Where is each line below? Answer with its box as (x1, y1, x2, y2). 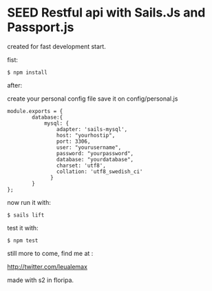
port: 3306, (56, 138, 91, 145)
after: (7, 81, 23, 89)
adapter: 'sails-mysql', (56, 126, 128, 132)
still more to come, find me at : (7, 249, 94, 257)
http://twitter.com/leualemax (7, 262, 88, 270)
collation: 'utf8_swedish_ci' (56, 168, 143, 175)
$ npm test (7, 237, 39, 244)
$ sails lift (7, 212, 45, 219)
